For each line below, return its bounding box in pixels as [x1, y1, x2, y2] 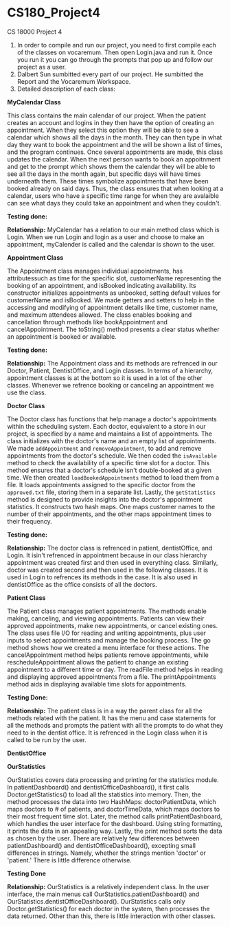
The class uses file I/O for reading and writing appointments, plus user [7, 629, 206, 637]
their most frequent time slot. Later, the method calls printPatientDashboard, [7, 812, 222, 820]
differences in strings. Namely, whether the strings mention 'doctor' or [7, 849, 206, 857]
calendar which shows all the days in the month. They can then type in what [7, 133, 222, 142]
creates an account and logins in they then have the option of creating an [7, 118, 214, 126]
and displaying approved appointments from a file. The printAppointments [7, 672, 216, 681]
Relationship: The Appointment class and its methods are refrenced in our [7, 359, 218, 367]
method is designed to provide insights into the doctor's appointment [7, 495, 203, 503]
